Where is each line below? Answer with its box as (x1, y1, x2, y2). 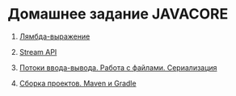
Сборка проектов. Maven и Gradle (19, 78, 137, 88)
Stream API (19, 47, 57, 56)
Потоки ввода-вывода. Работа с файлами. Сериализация (19, 62, 217, 73)
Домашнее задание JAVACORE (7, 5, 229, 23)
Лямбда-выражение (19, 31, 91, 41)
